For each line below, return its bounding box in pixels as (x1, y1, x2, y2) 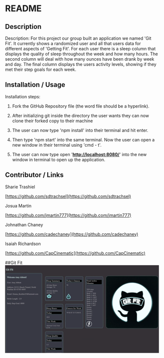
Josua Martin (5, 202, 32, 208)
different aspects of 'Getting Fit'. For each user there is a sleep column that (5, 46, 156, 51)
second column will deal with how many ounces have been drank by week (5, 56, 155, 62)
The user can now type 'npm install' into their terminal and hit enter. (12, 127, 148, 133)
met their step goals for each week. (5, 67, 77, 72)
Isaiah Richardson (5, 241, 41, 246)
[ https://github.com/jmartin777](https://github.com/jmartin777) (5, 212, 132, 218)
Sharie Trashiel (5, 184, 36, 190)
